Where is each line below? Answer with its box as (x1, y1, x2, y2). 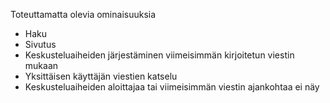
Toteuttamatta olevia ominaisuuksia (10, 9, 157, 20)
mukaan (24, 60, 59, 71)
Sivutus (24, 39, 57, 50)
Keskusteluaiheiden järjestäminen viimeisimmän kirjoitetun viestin (24, 49, 295, 61)
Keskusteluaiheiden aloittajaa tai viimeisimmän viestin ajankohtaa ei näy (24, 81, 320, 93)
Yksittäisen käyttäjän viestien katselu (24, 70, 178, 82)
